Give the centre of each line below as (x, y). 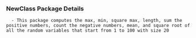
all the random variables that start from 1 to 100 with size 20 (87, 31)
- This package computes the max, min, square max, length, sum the (97, 21)
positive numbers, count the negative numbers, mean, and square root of (98, 26)
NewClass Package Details (45, 9)
